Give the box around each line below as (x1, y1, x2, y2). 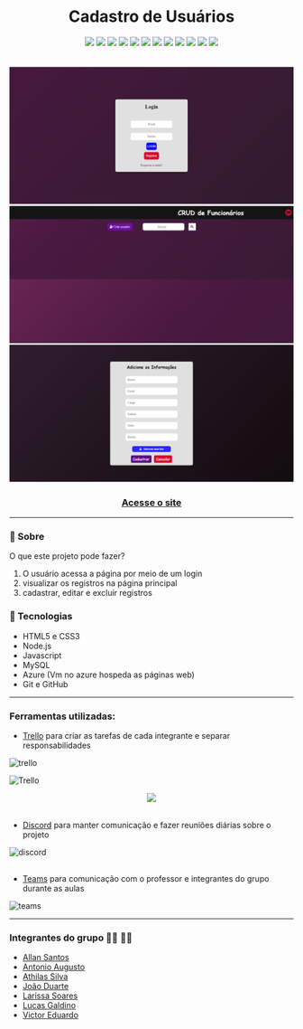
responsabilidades (22, 740, 92, 751)
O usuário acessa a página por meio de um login (22, 568, 203, 580)
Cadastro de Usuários (68, 6, 235, 27)
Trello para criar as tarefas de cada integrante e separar (22, 731, 231, 741)
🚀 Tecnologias (9, 610, 73, 623)
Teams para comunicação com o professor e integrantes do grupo (22, 873, 270, 883)
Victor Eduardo (22, 1010, 79, 1021)
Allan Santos (22, 952, 69, 963)
